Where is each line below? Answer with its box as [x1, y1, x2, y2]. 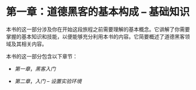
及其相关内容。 [10, 40, 47, 47]
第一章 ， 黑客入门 [14, 65, 56, 72]
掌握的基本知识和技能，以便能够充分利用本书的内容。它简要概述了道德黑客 [6, 33, 185, 40]
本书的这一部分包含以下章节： [6, 53, 78, 60]
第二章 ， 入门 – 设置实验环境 [14, 77, 82, 85]
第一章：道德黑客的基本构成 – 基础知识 [6, 5, 190, 19]
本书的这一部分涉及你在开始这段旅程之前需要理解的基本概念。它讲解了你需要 [6, 26, 190, 33]
